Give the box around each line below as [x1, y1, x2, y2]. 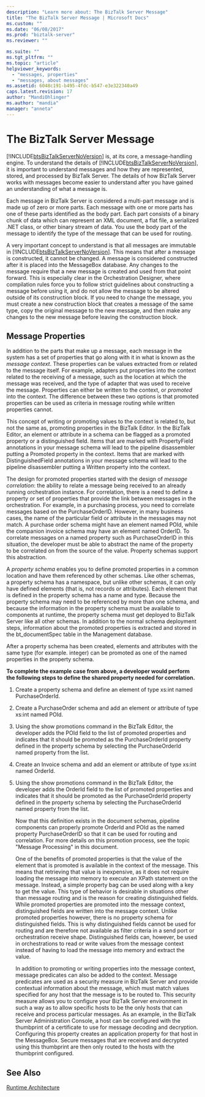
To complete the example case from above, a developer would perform [6, 667, 190, 675]
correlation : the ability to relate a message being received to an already [6, 482, 186, 489]
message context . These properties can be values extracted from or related [6, 360, 198, 368]
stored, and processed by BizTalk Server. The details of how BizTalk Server [6, 172, 196, 179]
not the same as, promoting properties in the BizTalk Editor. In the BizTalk [6, 424, 191, 432]
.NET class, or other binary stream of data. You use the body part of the [6, 223, 187, 230]
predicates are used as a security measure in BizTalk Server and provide [15, 978, 198, 985]
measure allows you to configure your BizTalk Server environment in [15, 998, 188, 1005]
